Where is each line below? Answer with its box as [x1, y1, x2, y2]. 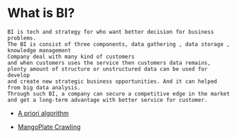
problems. [7, 34, 37, 42]
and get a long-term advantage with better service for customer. [7, 96, 208, 103]
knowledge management [7, 47, 72, 54]
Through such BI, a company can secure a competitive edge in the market [7, 90, 231, 97]
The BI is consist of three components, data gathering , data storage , [7, 40, 231, 47]
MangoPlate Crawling [17, 122, 81, 131]
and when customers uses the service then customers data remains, [7, 59, 211, 67]
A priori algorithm [17, 108, 70, 117]
